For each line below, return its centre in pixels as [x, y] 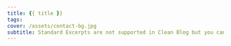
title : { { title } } [35, 13]
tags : [15, 20]
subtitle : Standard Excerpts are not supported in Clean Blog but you [110, 32]
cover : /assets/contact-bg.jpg [52, 26]
